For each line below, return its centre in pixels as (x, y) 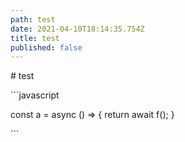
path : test (33, 19)
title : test (35, 38)
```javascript (35, 95)
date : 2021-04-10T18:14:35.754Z (77, 29)
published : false (46, 47)
